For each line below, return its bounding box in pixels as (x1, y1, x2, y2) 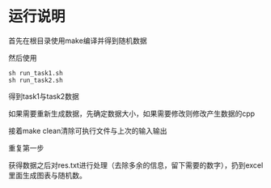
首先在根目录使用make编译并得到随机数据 (8, 36, 147, 45)
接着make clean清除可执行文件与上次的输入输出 (8, 126, 167, 135)
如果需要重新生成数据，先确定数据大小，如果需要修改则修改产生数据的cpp (8, 109, 256, 118)
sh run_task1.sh (8, 69, 63, 77)
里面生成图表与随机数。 (8, 170, 87, 180)
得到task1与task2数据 (8, 91, 79, 101)
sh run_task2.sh (8, 76, 63, 84)
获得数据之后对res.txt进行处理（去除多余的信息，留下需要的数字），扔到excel (8, 160, 264, 170)
